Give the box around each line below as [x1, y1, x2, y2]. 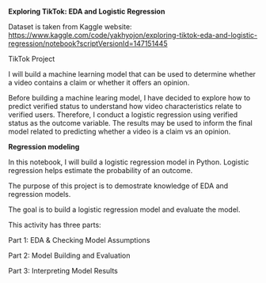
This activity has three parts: [8, 221, 101, 229]
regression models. [8, 190, 71, 198]
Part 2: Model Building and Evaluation [8, 251, 131, 260]
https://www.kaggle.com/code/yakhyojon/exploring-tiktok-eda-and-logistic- [8, 31, 258, 40]
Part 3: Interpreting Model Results [8, 266, 119, 275]
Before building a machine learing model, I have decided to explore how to [8, 93, 251, 102]
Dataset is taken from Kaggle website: [8, 22, 132, 31]
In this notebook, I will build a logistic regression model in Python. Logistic [8, 157, 249, 167]
